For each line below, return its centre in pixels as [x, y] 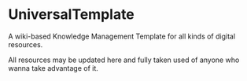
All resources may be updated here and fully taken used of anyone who [124, 60]
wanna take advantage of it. [53, 68]
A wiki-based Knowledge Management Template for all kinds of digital [122, 36]
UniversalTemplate [72, 15]
